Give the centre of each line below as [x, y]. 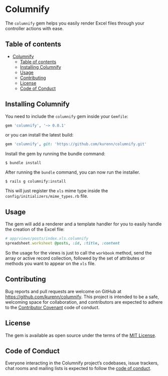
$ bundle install [23, 163]
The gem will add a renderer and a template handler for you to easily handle [83, 224]
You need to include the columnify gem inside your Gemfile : [67, 116]
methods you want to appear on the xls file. [51, 263]
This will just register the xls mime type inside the [57, 191]
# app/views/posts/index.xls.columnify [47, 239]
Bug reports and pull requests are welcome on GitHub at [63, 291]
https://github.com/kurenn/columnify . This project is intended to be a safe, [82, 297]
